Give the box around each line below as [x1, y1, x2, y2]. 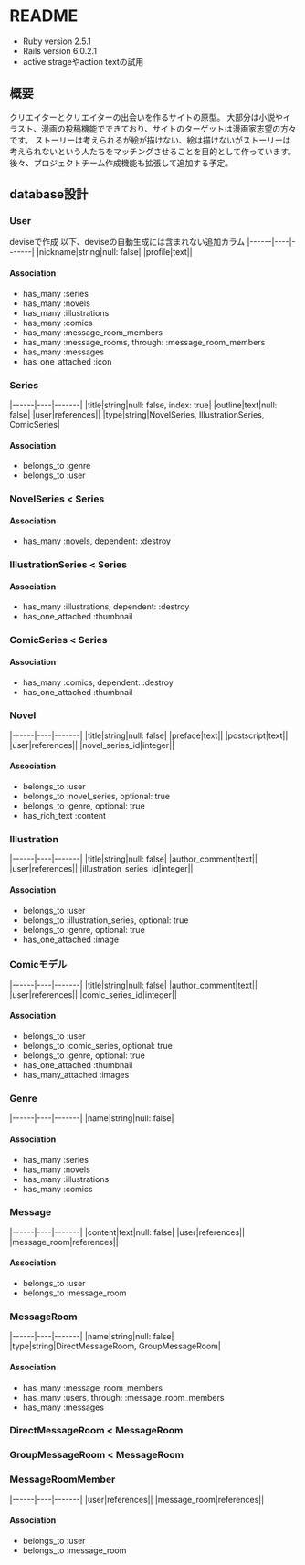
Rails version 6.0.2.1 [22, 45, 98, 56]
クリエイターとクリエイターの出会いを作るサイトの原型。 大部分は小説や [9, 111, 283, 122]
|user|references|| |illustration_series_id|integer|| [9, 863, 194, 874]
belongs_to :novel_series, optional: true [22, 791, 171, 802]
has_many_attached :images [22, 1070, 130, 1081]
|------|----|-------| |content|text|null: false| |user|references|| [9, 1226, 245, 1238]
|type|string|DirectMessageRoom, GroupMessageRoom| [9, 1340, 221, 1352]
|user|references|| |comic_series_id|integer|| [9, 989, 178, 1000]
